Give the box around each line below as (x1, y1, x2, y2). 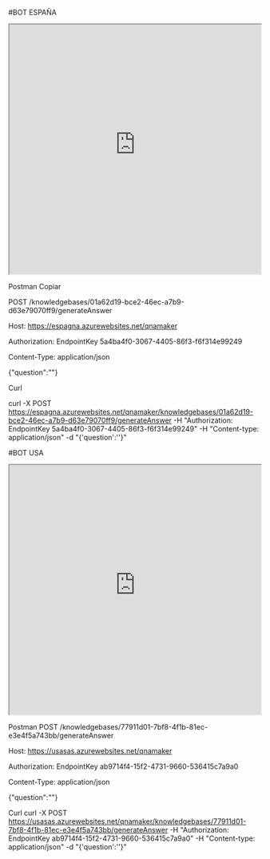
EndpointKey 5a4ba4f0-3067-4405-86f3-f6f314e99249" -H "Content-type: (8, 424, 260, 433)
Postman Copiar (8, 282, 62, 291)
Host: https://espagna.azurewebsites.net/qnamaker (8, 321, 178, 331)
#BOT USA (8, 448, 44, 457)
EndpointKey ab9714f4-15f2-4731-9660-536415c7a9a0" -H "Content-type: (8, 833, 256, 843)
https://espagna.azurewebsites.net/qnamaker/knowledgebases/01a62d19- (8, 408, 254, 416)
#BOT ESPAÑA (8, 8, 58, 17)
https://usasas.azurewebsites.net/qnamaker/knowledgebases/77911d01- (8, 817, 247, 826)
